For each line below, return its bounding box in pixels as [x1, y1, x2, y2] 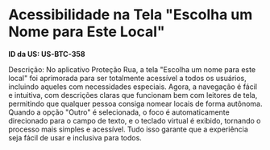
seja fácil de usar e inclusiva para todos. [8, 132, 143, 142]
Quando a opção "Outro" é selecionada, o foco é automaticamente [8, 107, 230, 117]
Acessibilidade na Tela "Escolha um [8, 6, 253, 24]
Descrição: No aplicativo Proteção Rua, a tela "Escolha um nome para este [8, 64, 256, 74]
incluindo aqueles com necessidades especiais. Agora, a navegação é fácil [8, 82, 258, 91]
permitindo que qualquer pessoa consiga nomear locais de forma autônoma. [8, 99, 263, 108]
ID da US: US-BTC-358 [8, 49, 86, 59]
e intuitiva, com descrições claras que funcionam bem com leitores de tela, [8, 90, 258, 99]
